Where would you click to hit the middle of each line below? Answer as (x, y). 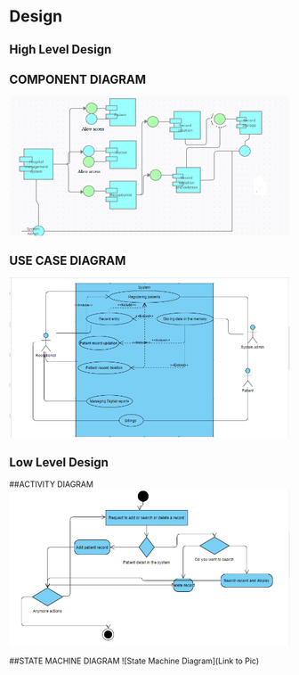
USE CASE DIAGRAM (68, 261)
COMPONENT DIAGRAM (78, 79)
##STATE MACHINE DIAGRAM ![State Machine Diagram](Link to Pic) (134, 661)
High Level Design (61, 49)
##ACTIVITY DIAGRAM (51, 484)
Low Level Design (59, 462)
